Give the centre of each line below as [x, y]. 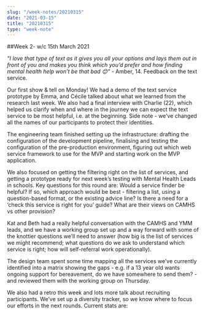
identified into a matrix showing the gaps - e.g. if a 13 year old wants [94, 268]
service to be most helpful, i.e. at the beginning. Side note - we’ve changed [102, 116]
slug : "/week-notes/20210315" [46, 12]
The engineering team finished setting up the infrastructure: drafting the [98, 134]
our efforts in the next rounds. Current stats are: [68, 306]
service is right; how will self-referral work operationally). [79, 250]
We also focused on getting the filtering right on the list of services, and [98, 172]
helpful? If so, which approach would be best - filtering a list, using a [94, 192]
